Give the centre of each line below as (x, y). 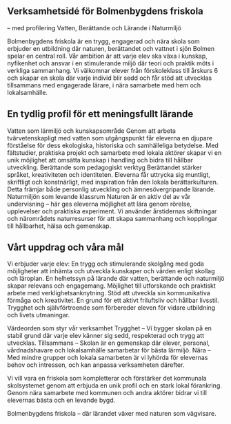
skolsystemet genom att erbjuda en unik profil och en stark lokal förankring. (115, 385)
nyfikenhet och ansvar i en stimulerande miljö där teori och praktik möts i (111, 63)
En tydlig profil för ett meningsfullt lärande (100, 114)
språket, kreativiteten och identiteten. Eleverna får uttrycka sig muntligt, (109, 174)
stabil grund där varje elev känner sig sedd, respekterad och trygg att (106, 336)
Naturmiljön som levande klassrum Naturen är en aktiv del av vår (99, 196)
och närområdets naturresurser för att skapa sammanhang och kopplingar (112, 218)
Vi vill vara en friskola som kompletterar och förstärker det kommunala (107, 379)
